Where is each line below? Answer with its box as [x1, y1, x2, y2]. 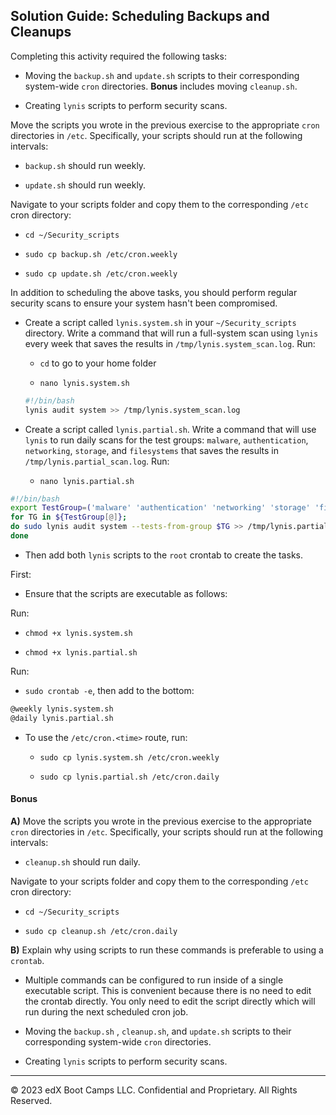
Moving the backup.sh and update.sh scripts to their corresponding [24, 69, 300, 81]
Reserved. [10, 1094, 53, 1106]
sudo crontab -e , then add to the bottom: [24, 684, 195, 696]
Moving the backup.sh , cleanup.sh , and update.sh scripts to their [24, 1025, 292, 1037]
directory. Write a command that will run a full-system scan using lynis [24, 327, 319, 339]
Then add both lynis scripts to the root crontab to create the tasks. [24, 549, 303, 561]
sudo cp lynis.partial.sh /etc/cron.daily [39, 772, 220, 782]
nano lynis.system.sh [39, 378, 130, 388]
